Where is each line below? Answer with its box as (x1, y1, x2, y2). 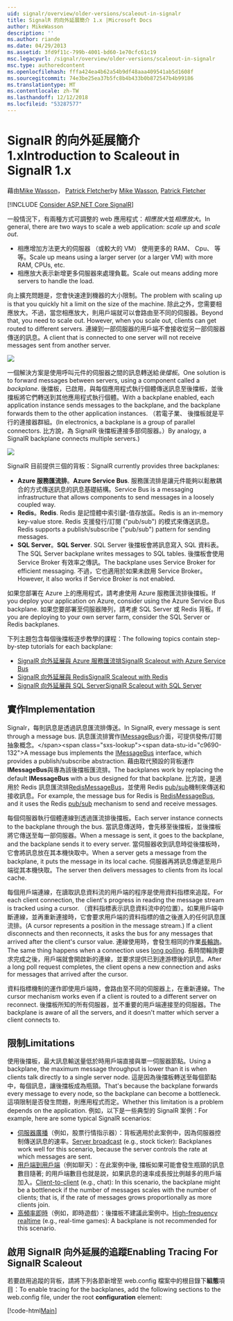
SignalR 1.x (7, 163, 71, 178)
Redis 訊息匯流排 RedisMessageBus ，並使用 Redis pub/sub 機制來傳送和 (20, 783, 225, 791)
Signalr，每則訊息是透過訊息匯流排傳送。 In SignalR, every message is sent (7, 723, 221, 731)
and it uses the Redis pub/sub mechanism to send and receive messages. (7, 799, 218, 808)
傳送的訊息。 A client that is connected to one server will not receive (7, 333, 201, 341)
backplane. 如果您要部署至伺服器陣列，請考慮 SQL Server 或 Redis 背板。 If (7, 605, 221, 613)
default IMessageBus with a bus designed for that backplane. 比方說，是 (7, 774, 216, 782)
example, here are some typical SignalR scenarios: (7, 1114, 152, 1122)
